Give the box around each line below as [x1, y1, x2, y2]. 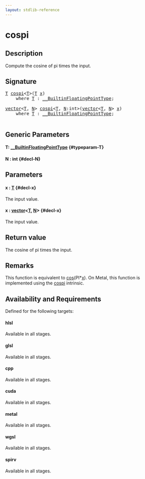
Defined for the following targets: [5, 308, 74, 314]
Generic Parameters [5, 130, 69, 139]
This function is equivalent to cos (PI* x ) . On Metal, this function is [5, 275, 140, 281]
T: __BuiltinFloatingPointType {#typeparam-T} [5, 145, 104, 151]
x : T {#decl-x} [5, 185, 36, 190]
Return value [5, 233, 46, 242]
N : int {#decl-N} [5, 156, 41, 162]
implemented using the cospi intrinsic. [5, 280, 85, 286]
